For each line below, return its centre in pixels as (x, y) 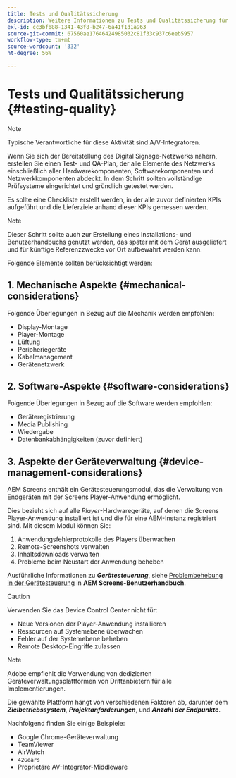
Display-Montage (43, 327)
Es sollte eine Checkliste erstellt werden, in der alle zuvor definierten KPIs (114, 199)
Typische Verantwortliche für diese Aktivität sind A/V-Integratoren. (104, 142)
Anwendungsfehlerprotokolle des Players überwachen (97, 539)
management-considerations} (75, 473)
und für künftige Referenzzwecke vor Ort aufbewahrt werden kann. (105, 249)
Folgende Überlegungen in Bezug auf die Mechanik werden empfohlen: (111, 313)
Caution (19, 597)
